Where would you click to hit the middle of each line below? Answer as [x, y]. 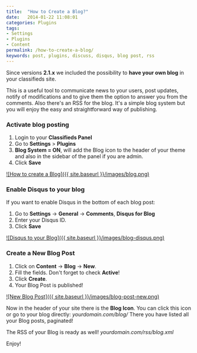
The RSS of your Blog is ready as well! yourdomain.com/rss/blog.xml [90, 332]
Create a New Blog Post [41, 253]
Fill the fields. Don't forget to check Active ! [67, 272]
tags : [13, 28]
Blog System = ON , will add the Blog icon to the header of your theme [100, 150]
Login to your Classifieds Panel [53, 137]
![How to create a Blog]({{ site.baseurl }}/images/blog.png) [78, 174]
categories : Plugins [32, 23]
